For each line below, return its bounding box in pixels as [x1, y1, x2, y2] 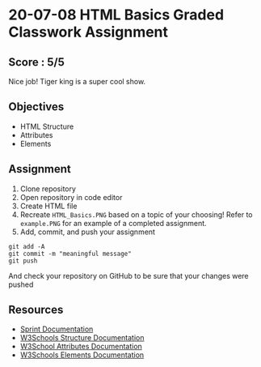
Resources [8, 303, 64, 317]
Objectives [8, 100, 65, 114]
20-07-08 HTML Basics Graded [8, 6, 225, 24]
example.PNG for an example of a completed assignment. [19, 218, 208, 228]
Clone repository [19, 184, 77, 194]
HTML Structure [19, 122, 74, 131]
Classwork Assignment [8, 23, 168, 41]
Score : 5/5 [8, 55, 65, 69]
